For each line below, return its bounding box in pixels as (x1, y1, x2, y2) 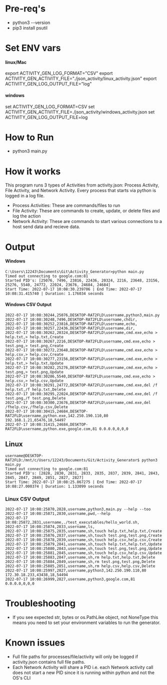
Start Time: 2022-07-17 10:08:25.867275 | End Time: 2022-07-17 (5, 479, 142, 484)
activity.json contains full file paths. (12, 658, 85, 665)
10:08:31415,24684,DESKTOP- (29, 422, 88, 427)
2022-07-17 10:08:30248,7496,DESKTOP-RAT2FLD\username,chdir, (5, 317, 137, 322)
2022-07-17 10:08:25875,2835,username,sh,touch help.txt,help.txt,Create (5, 528, 162, 534)
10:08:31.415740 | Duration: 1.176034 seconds (5, 291, 104, 296)
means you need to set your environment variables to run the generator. (12, 619, 161, 625)
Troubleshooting (5, 598, 76, 609)
